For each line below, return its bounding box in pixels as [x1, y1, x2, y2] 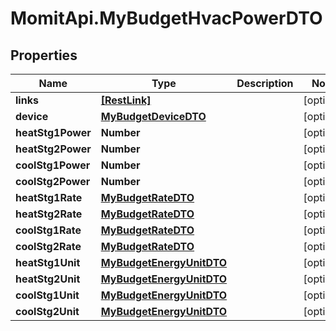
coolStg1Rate [15, 223, 82, 237]
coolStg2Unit [15, 305, 80, 318]
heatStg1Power [15, 126, 92, 139]
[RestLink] [100, 93, 152, 107]
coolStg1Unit [15, 288, 80, 302]
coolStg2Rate [15, 240, 82, 253]
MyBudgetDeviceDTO [100, 110, 207, 123]
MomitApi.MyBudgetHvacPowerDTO [10, 7, 323, 30]
